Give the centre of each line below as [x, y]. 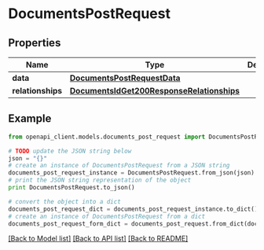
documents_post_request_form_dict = [68, 224]
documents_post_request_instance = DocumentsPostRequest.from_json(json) [132, 173]
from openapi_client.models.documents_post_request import [107, 137]
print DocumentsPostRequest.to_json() [71, 188]
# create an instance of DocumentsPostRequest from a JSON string [119, 166]
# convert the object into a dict [65, 201]
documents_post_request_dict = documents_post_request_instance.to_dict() [133, 209]
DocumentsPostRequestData [125, 78]
